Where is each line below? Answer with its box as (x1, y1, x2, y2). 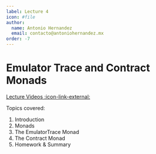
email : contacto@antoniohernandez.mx (11, 31, 104, 36)
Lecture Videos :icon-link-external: (6, 93, 91, 100)
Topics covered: (6, 104, 45, 112)
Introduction (14, 116, 45, 123)
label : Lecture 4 (6, 8, 49, 15)
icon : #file (6, 14, 35, 20)
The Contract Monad (14, 135, 66, 142)
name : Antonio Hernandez (11, 25, 72, 31)
